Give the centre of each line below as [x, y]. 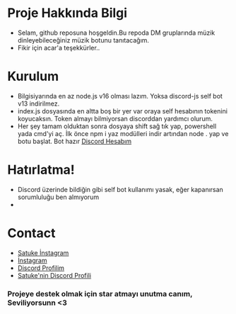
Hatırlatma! [41, 170]
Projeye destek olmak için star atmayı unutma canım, [100, 293]
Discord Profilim [41, 268]
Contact [31, 233]
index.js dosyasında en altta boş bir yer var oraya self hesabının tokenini [123, 111]
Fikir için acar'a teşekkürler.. [59, 47]
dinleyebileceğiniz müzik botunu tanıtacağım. [83, 40]
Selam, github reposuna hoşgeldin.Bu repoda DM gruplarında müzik [116, 33]
